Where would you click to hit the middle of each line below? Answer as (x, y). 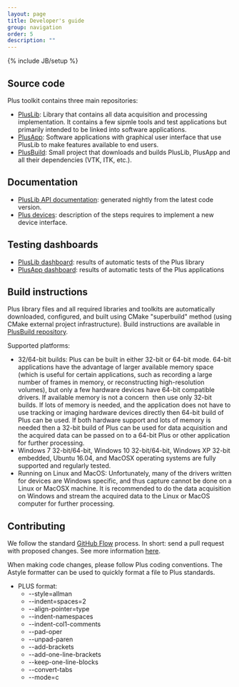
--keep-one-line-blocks (63, 662)
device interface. (42, 222)
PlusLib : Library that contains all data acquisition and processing (113, 114)
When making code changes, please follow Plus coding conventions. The (115, 565)
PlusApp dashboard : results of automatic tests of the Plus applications (121, 269)
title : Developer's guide (46, 21)
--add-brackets (51, 647)
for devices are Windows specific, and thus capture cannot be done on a (124, 481)
